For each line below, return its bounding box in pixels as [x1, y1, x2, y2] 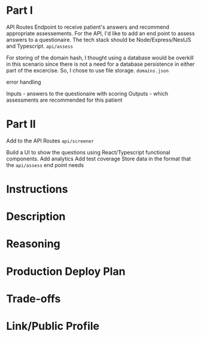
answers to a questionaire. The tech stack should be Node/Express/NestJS [6, 36, 191, 43]
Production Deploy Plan [6, 265, 126, 278]
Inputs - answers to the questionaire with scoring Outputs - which [6, 90, 169, 97]
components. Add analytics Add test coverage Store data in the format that [6, 155, 191, 162]
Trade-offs [6, 292, 61, 305]
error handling [6, 78, 41, 86]
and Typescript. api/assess [6, 42, 74, 50]
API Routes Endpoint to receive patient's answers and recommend [6, 23, 169, 31]
